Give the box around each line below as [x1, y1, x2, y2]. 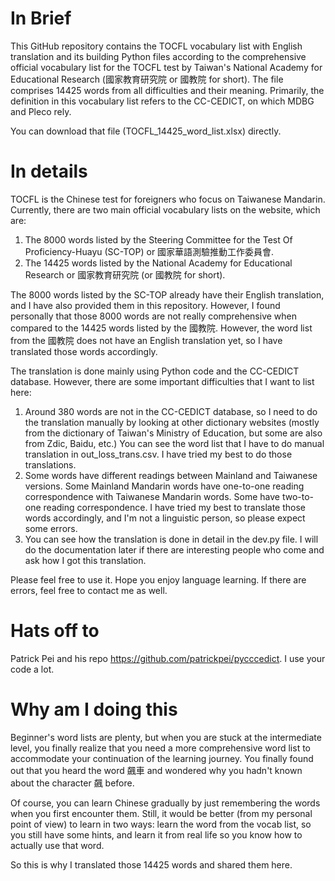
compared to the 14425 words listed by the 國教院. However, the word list [10, 322, 313, 334]
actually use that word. [10, 839, 105, 851]
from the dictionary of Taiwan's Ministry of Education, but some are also [24, 427, 323, 439]
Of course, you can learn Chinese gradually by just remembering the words [10, 797, 321, 809]
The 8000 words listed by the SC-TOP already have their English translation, [10, 288, 325, 301]
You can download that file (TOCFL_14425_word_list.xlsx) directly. [10, 125, 282, 137]
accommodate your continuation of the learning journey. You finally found [10, 752, 314, 764]
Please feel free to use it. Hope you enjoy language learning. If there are [10, 573, 307, 586]
